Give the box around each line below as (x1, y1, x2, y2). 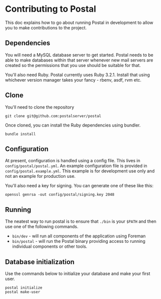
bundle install (5, 131, 36, 136)
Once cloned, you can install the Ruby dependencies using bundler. (5, 122, 141, 128)
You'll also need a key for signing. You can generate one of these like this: (5, 183, 154, 189)
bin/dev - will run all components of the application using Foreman (12, 233, 146, 239)
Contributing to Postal (5, 3, 97, 15)
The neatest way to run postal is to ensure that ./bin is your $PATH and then (5, 218, 157, 224)
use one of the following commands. (5, 224, 79, 230)
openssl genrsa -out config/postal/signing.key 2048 (5, 192, 115, 197)
